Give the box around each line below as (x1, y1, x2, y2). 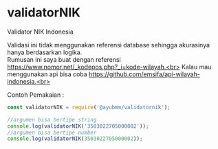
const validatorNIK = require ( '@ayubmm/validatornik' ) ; (7, 104, 171, 111)
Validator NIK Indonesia (7, 27, 74, 36)
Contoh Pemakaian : (7, 91, 65, 99)
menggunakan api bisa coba (7, 70, 87, 78)
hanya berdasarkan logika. (7, 48, 83, 56)
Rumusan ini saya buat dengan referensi (7, 55, 122, 63)
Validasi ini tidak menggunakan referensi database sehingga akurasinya (7, 41, 210, 49)
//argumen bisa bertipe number (7, 129, 97, 136)
